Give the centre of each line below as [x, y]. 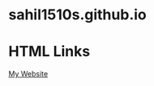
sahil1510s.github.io [78, 15]
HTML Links [49, 52]
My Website [28, 74]
